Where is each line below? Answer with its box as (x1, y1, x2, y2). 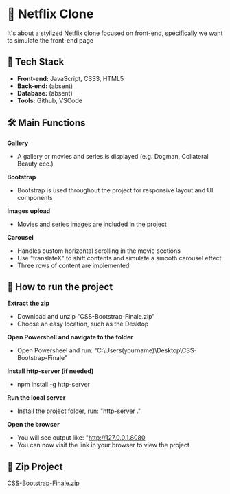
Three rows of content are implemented (16, 261, 130, 269)
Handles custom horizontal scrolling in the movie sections (16, 247, 181, 255)
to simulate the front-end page (7, 36, 94, 44)
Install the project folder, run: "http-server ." (16, 407, 141, 415)
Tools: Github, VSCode (16, 96, 82, 104)
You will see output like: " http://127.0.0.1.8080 (16, 434, 146, 442)
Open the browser (7, 420, 60, 429)
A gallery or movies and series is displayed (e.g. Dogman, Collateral (16, 152, 209, 160)
